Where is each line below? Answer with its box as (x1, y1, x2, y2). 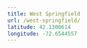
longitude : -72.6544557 (7, 30, 78, 37)
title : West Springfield (7, 10, 81, 18)
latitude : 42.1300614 (7, 23, 71, 30)
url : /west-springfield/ (7, 17, 81, 24)
